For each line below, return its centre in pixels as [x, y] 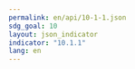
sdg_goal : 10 [33, 26]
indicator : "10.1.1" [48, 43]
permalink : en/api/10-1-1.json [67, 17]
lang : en [25, 51]
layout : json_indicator [53, 34]
